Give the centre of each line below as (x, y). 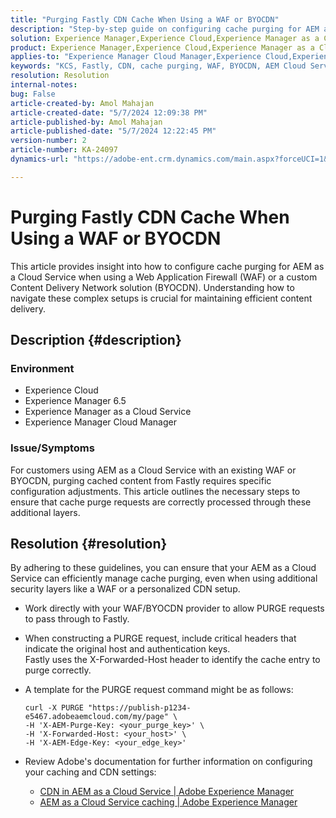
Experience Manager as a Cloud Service (108, 412)
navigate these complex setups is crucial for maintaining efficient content (161, 298)
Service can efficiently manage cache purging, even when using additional (164, 578)
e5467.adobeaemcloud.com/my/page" (96, 717)
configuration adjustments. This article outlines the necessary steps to (155, 491)
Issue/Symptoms (52, 448)
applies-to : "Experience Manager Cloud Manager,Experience (136, 57)
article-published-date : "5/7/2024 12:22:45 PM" (113, 131)
